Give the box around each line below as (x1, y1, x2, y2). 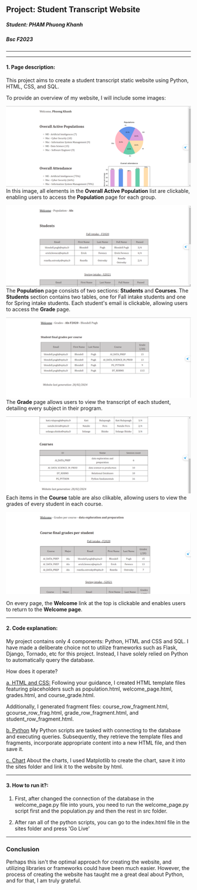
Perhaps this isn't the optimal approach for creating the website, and (6, 858, 172, 865)
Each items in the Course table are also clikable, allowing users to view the (6, 494, 187, 501)
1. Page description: (6, 64, 56, 71)
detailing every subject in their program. (6, 405, 103, 412)
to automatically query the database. (6, 656, 95, 663)
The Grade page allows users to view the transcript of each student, (6, 399, 171, 406)
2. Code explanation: (6, 624, 58, 632)
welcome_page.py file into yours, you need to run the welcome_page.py (14, 801, 189, 808)
